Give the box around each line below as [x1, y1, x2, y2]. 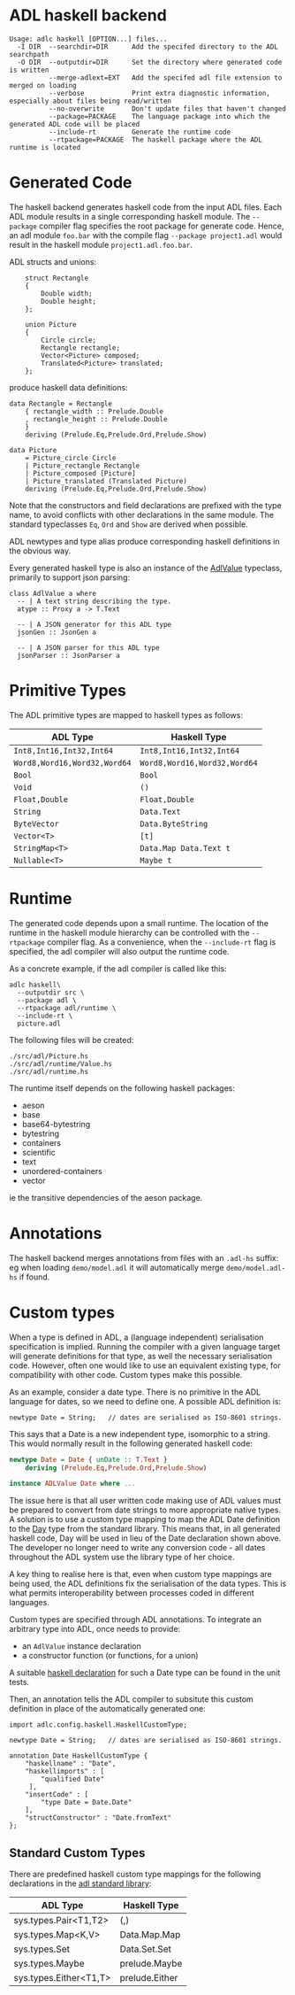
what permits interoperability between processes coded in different [9, 1588, 254, 1598]
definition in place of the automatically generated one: [9, 1704, 206, 1714]
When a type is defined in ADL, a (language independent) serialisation [9, 1332, 264, 1342]
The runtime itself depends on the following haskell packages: [9, 1082, 236, 1094]
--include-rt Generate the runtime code [48, 128, 231, 136]
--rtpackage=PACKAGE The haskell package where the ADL [48, 135, 263, 144]
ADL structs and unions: [9, 256, 97, 267]
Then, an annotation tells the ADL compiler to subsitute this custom [9, 1694, 253, 1705]
